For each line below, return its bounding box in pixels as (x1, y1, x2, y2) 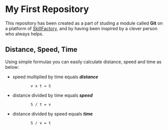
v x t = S (31, 83, 51, 88)
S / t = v (31, 102, 51, 107)
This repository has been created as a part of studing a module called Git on (5, 20, 163, 26)
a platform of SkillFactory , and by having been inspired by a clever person (5, 25, 158, 31)
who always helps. (5, 31, 44, 37)
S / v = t (31, 120, 51, 125)
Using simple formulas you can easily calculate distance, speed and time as (5, 59, 162, 65)
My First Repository (5, 4, 89, 15)
